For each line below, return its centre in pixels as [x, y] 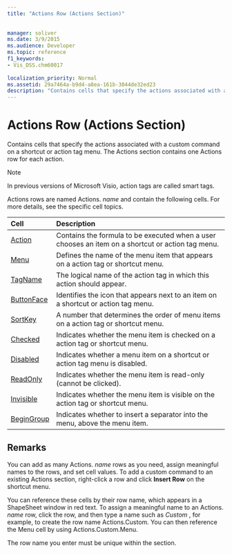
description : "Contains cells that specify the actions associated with [114, 91]
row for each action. [36, 159]
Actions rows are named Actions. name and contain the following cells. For [114, 199]
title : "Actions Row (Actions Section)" [66, 14]
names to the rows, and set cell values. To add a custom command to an [110, 472]
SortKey [23, 319]
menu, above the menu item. [102, 423]
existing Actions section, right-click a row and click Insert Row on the [106, 479]
